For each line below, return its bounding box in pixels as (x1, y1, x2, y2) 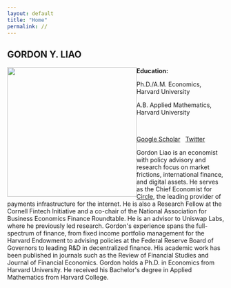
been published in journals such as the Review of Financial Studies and (7, 251, 209, 260)
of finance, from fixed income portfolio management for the (35, 229, 205, 238)
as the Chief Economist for (137, 185, 212, 193)
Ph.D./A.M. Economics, (137, 80, 202, 88)
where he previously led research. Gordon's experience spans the (7, 222, 195, 230)
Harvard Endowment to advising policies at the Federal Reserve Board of (7, 236, 214, 245)
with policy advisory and (137, 156, 206, 164)
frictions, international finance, (137, 171, 223, 179)
